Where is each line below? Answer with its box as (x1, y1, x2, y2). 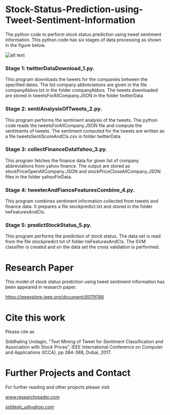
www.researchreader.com (5, 394, 60, 400)
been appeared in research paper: (5, 284, 77, 290)
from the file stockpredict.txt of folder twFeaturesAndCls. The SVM (5, 239, 146, 245)
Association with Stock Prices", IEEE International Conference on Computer (5, 344, 163, 350)
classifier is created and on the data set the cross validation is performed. (5, 244, 160, 250)
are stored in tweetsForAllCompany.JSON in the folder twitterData (5, 93, 144, 99)
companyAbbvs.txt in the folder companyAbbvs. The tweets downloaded (5, 87, 158, 93)
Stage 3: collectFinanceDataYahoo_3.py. (5, 146, 108, 153)
